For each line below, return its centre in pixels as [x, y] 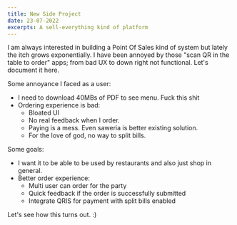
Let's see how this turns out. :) [52, 215]
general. [30, 171]
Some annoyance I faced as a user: [59, 84]
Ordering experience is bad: [59, 105]
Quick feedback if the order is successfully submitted [107, 194]
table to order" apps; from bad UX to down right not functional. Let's [108, 63]
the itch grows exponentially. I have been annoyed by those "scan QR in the [118, 55]
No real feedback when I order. [74, 120]
